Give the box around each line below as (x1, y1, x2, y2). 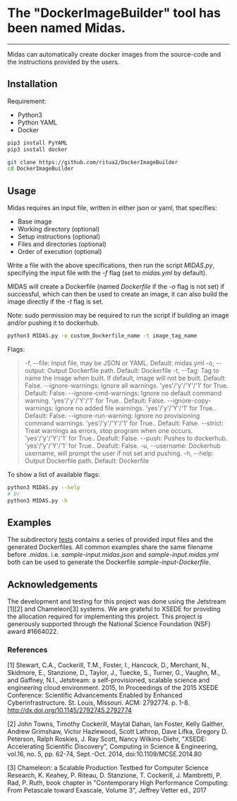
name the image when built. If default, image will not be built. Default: (24, 374, 227, 382)
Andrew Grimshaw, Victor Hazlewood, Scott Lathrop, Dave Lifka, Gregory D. (7, 727, 228, 736)
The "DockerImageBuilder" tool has (7, 5, 221, 21)
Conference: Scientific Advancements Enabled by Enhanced (7, 691, 183, 700)
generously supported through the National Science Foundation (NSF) (7, 620, 211, 628)
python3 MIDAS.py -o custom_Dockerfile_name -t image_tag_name (7, 333, 197, 340)
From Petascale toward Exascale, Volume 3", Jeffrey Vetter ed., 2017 (7, 786, 207, 795)
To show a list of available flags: (7, 470, 100, 478)
